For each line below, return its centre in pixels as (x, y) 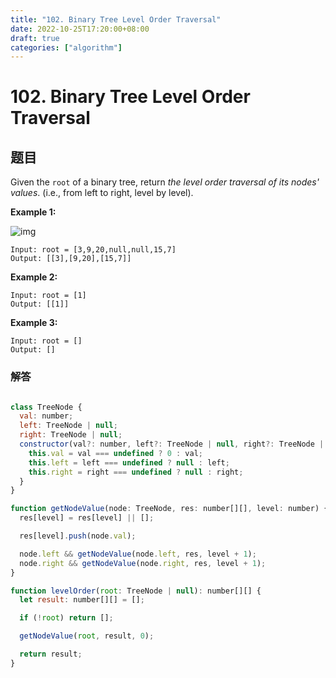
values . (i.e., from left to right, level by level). (102, 193)
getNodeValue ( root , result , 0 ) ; (87, 636)
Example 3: (34, 323)
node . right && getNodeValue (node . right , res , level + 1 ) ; (143, 563)
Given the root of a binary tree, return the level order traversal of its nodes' (165, 182)
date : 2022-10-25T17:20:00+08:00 (80, 29)
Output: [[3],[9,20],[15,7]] (71, 259)
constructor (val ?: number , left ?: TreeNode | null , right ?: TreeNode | (172, 444)
